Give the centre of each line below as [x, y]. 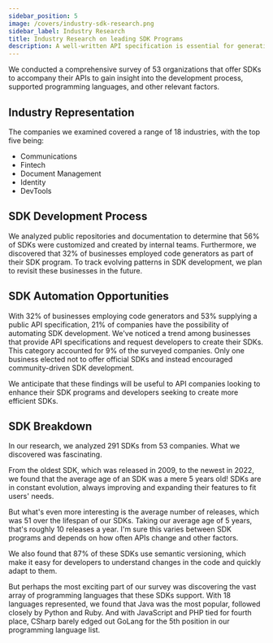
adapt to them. [33, 571]
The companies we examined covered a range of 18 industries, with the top [134, 132]
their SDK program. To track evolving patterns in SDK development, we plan [135, 262]
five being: [26, 140]
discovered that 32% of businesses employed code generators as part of [131, 253]
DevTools [36, 190]
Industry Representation [71, 112]
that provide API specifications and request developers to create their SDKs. [136, 342]
